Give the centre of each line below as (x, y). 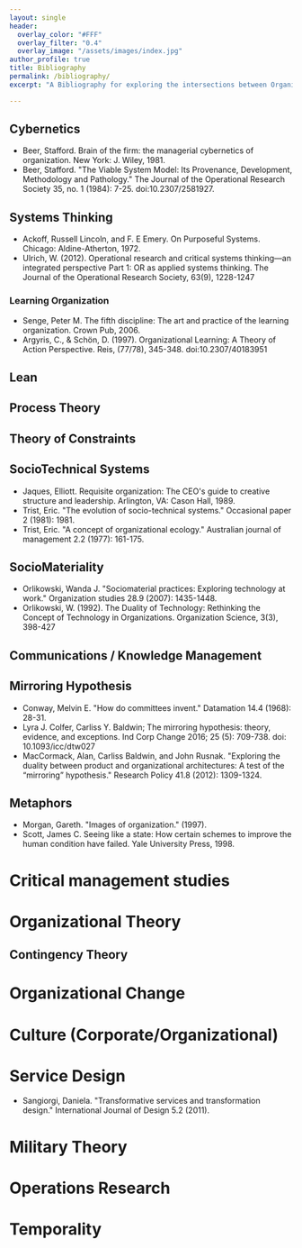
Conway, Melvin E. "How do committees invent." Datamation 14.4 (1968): (157, 707)
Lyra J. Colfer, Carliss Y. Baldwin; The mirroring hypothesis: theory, (147, 727)
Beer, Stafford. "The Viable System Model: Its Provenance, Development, (157, 170)
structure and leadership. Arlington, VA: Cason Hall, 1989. (129, 500)
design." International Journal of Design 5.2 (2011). (116, 1110)
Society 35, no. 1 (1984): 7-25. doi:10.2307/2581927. (118, 189)
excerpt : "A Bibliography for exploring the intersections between (138, 85)
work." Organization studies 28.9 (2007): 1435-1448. (120, 598)
